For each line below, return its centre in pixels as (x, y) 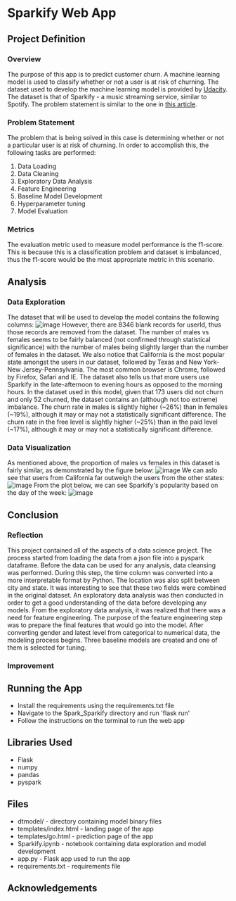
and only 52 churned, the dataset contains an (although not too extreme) (112, 400)
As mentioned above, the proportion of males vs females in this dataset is (113, 463)
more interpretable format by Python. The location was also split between (113, 580)
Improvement (31, 666)
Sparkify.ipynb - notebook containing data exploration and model (112, 843)
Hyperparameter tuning (51, 204)
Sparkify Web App (62, 13)
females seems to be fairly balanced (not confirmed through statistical (109, 340)
